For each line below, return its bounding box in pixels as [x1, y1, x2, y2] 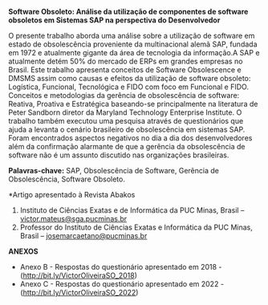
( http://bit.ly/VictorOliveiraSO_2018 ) [19, 270, 138, 280]
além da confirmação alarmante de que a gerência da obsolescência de [8, 142, 246, 151]
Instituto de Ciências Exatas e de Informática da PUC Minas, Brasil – [19, 205, 245, 215]
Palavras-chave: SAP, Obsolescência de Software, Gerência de [8, 166, 219, 175]
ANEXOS [8, 246, 39, 256]
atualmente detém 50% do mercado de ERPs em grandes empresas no [8, 56, 243, 66]
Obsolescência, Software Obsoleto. [8, 174, 126, 184]
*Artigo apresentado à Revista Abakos [8, 190, 136, 199]
